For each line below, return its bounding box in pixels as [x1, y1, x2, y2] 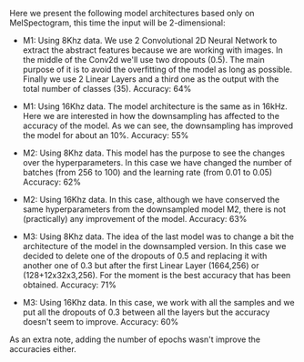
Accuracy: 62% [22, 176, 82, 187]
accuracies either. [9, 344, 77, 354]
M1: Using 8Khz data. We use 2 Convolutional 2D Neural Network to [22, 35, 278, 45]
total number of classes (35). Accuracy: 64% [22, 84, 192, 94]
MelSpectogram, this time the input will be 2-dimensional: [9, 17, 226, 28]
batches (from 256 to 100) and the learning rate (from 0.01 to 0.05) [22, 167, 273, 177]
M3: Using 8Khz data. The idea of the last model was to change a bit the [22, 231, 294, 242]
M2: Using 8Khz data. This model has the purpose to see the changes [22, 147, 285, 158]
